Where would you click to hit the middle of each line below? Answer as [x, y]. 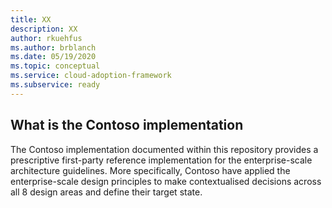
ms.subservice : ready [55, 85]
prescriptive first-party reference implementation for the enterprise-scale [161, 160]
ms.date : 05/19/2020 [53, 57]
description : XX [44, 29]
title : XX [31, 19]
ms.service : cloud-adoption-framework [91, 76]
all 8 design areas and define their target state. [106, 192]
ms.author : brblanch [53, 47]
